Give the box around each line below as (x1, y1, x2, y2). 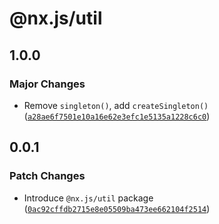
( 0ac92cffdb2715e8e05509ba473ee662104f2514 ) (23, 202, 211, 214)
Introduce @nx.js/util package (23, 192, 154, 204)
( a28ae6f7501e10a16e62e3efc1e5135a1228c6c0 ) (23, 110, 211, 122)
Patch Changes (9, 169, 86, 183)
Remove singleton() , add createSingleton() (23, 99, 209, 111)
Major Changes (9, 77, 86, 91)
